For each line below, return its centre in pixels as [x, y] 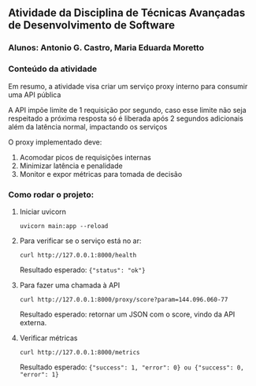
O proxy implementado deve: [55, 142]
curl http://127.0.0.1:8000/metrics [80, 352]
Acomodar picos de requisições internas [85, 157]
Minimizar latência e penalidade [71, 166]
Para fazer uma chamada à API [70, 285]
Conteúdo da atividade [53, 69]
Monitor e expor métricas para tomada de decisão [101, 174]
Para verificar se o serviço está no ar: [80, 241]
